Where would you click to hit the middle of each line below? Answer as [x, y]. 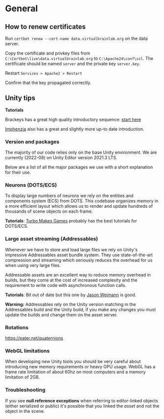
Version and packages [32, 141]
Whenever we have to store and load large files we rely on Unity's [71, 250]
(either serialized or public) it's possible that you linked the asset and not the [82, 406]
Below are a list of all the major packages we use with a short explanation [79, 167]
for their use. [18, 172]
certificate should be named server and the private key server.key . [73, 64]
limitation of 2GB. [23, 377]
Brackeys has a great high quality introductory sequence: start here [73, 119]
